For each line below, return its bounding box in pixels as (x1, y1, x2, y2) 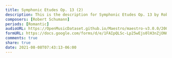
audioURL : (5, 26, 27, 31)
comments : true (5, 36, 38, 41)
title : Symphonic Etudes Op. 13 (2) (5, 7, 83, 13)
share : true (5, 40, 31, 45)
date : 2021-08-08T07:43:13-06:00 (5, 45, 77, 50)
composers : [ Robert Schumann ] (5, 17, 70, 22)
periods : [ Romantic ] (5, 21, 50, 27)
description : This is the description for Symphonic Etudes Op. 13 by (5, 12, 159, 17)
